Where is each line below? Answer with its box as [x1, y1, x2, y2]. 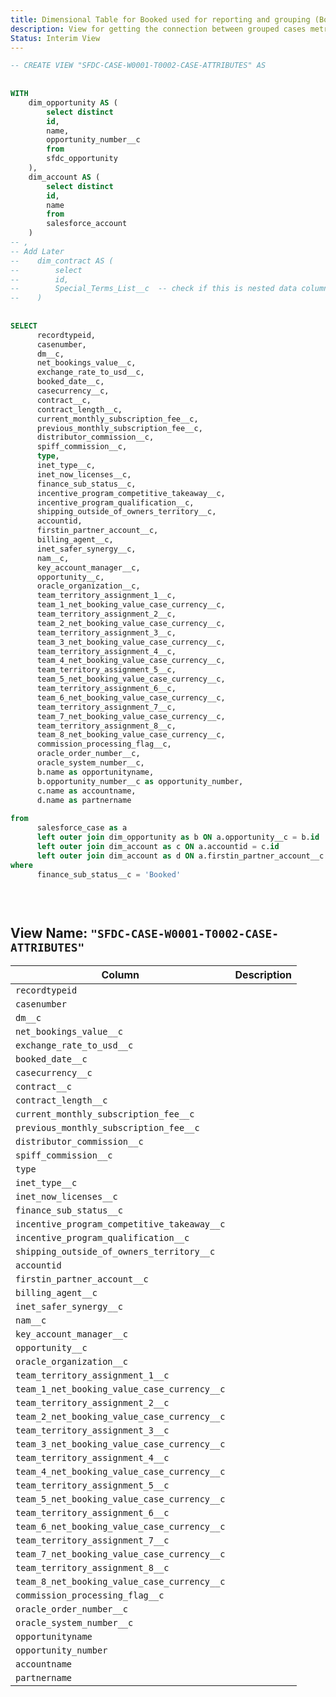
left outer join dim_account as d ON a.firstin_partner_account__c [36, 851, 325, 861]
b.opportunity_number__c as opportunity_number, [36, 776, 244, 786]
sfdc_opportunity [46, 154, 118, 164]
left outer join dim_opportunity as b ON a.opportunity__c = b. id [36, 832, 320, 842]
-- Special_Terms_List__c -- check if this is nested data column [10, 284, 329, 294]
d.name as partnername [36, 795, 132, 805]
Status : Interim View [10, 33, 101, 43]
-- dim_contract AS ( [10, 256, 114, 266]
